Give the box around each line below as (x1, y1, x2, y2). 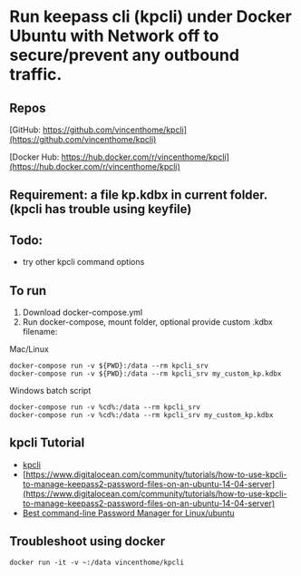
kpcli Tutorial (9, 435, 85, 451)
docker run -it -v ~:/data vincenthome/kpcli (9, 558, 184, 567)
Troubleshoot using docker (9, 533, 166, 550)
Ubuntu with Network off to (9, 25, 219, 46)
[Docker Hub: (9, 151, 60, 162)
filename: (22, 327, 58, 337)
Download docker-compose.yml (22, 307, 143, 318)
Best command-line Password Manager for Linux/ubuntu (22, 507, 235, 518)
